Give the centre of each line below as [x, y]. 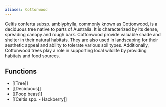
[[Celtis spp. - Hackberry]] [40, 99]
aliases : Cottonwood [27, 10]
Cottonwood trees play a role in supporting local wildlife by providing [76, 50]
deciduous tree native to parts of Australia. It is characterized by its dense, [82, 29]
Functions [21, 71]
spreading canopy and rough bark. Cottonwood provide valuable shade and [83, 34]
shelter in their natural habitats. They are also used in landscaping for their [82, 40]
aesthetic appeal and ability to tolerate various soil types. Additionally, [77, 45]
